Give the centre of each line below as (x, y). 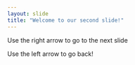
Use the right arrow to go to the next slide (67, 40)
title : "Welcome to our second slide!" (66, 20)
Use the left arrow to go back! (50, 54)
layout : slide (28, 14)
